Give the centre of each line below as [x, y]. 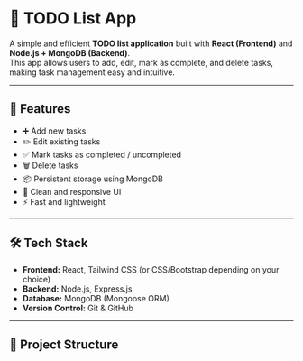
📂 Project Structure [64, 344]
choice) [37, 279]
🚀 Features [40, 109]
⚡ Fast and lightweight [64, 201]
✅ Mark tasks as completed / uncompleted [102, 154]
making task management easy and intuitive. [92, 72]
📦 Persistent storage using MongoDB [93, 179]
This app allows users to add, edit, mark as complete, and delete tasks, [141, 62]
